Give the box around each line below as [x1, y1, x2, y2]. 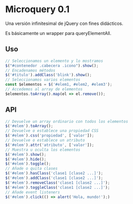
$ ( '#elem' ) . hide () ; [5, 156, 47, 162]
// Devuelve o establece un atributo [5, 138, 85, 143]
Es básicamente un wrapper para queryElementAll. [5, 30, 112, 36]
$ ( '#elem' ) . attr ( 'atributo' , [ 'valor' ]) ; [5, 142, 94, 148]
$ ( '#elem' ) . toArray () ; [5, 123, 53, 129]
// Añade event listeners [5, 189, 60, 195]
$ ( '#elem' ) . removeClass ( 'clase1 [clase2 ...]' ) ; [5, 180, 110, 185]
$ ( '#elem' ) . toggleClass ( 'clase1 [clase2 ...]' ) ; [5, 185, 110, 190]
